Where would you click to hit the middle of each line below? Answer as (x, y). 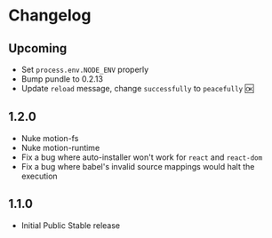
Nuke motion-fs (50, 138)
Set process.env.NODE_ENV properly (85, 69)
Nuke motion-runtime (60, 147)
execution (40, 176)
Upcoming (38, 48)
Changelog (50, 16)
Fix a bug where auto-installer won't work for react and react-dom (142, 157)
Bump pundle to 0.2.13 (62, 79)
